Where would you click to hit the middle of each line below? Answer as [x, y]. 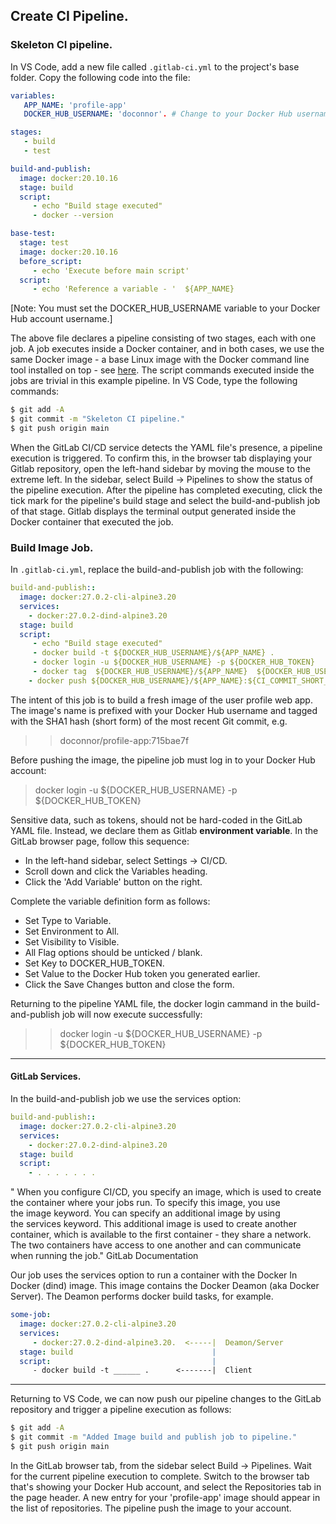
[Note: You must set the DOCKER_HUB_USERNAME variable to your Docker [165, 308]
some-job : [31, 1315]
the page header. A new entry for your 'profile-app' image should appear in [165, 1497]
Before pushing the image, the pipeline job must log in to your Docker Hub [163, 760]
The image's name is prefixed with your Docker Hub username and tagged [164, 710]
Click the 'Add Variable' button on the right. [113, 881]
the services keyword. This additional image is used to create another [153, 1224]
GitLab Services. [46, 1076]
